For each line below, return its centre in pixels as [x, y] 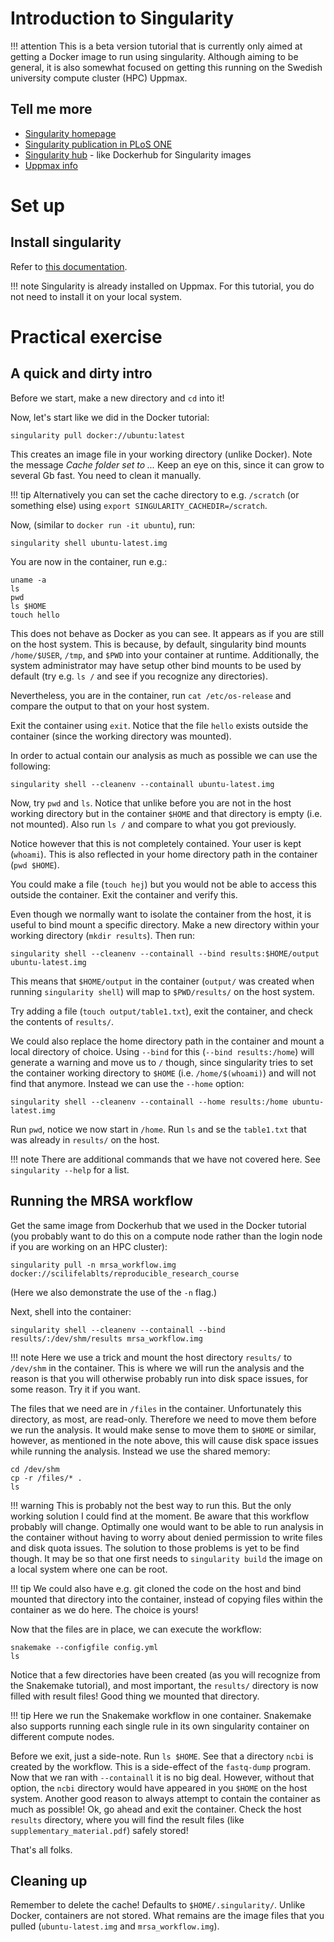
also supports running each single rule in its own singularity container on [160, 1726]
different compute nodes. [62, 1736]
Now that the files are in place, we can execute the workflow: [136, 1629]
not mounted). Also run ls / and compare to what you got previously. [153, 824]
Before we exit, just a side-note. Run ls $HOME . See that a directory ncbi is [162, 1756]
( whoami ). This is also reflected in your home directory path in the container [164, 854]
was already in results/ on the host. [85, 1139]
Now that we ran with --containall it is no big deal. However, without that [162, 1777]
